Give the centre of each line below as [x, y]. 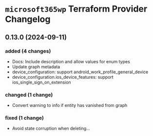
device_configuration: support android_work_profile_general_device [80, 72]
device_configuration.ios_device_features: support [63, 77]
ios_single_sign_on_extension [42, 82]
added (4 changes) [28, 51]
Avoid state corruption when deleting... [51, 128]
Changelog [28, 19]
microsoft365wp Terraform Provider [76, 9]
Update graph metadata [36, 67]
